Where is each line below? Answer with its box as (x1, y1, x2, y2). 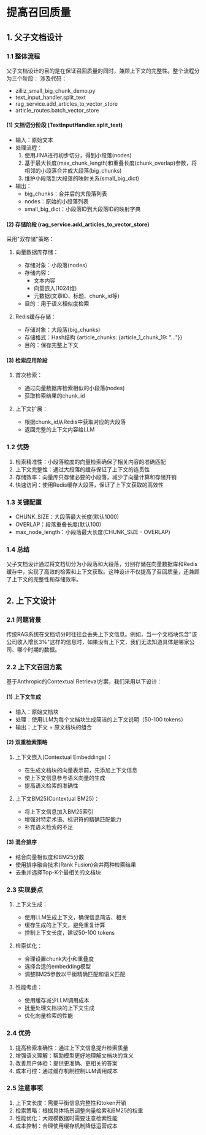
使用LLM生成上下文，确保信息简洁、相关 (24, 914, 128, 921)
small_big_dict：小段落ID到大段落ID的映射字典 (24, 205, 141, 213)
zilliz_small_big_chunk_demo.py (15, 87, 96, 94)
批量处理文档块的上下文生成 (24, 1004, 95, 1011)
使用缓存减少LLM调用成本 (24, 997, 90, 1004)
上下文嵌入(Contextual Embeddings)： (15, 753, 112, 761)
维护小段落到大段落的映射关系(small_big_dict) (24, 175, 140, 182)
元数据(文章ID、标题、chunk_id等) (33, 293, 120, 300)
